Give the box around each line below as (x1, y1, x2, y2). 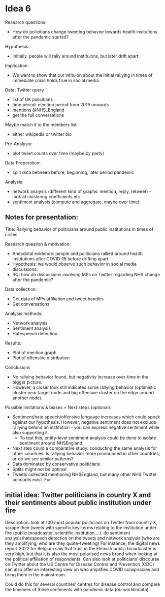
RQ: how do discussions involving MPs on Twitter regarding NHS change (12, 271, 160, 277)
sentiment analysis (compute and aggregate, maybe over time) (12, 199, 140, 205)
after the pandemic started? (12, 34, 69, 40)
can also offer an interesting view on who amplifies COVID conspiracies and (5, 566, 159, 572)
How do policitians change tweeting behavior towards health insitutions (12, 29, 158, 34)
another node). (12, 395, 43, 401)
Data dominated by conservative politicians (12, 461, 100, 467)
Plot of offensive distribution (12, 355, 70, 361)
